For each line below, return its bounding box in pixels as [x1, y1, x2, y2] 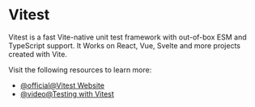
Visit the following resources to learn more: [8, 64, 152, 74]
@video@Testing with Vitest [19, 88, 115, 98]
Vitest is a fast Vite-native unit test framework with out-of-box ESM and [8, 32, 247, 42]
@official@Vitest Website [19, 80, 105, 90]
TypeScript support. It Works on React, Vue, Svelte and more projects [8, 40, 241, 50]
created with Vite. [8, 49, 67, 59]
